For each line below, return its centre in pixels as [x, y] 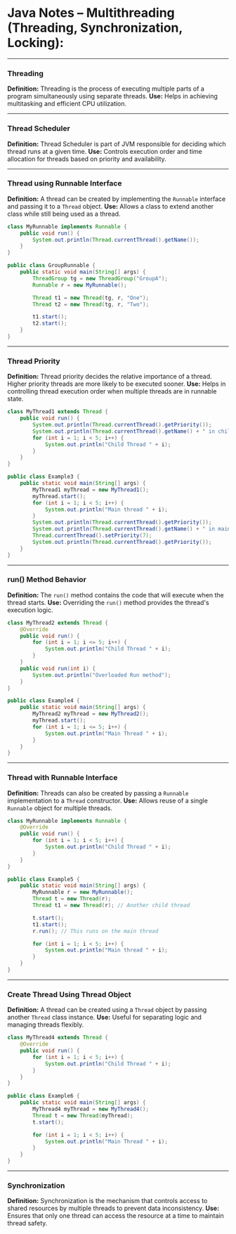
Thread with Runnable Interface [63, 778]
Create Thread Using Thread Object [69, 994]
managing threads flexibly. [46, 1025]
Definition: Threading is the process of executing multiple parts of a [106, 89]
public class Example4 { [44, 701]
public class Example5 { [44, 879]
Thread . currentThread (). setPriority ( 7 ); [92, 535]
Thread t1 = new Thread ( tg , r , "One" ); [91, 298]
